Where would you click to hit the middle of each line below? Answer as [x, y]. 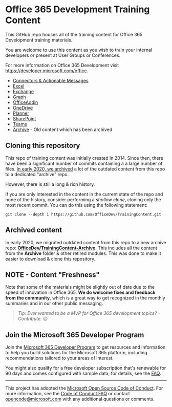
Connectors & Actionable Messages [50, 80]
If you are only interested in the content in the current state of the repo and [84, 194]
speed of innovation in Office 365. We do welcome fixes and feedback [80, 292]
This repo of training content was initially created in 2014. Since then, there [84, 158]
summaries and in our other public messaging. [54, 304]
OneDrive [23, 108]
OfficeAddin [25, 102]
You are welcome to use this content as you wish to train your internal [79, 50]
